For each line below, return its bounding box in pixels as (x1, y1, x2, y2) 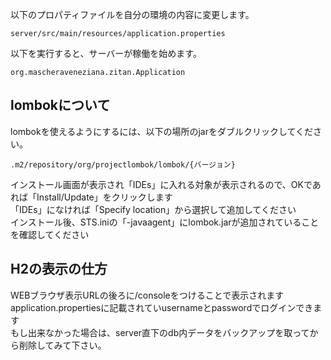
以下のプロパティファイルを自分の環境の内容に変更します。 (10, 9, 255, 20)
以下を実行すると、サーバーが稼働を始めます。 (10, 48, 202, 59)
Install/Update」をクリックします (36, 191, 173, 203)
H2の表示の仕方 (10, 261, 108, 278)
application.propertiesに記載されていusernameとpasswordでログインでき (10, 301, 314, 313)
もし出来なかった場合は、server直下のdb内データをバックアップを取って (10, 326, 310, 338)
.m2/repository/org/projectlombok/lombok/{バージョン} (10, 159, 236, 170)
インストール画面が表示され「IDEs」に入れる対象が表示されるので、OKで (10, 178, 313, 190)
